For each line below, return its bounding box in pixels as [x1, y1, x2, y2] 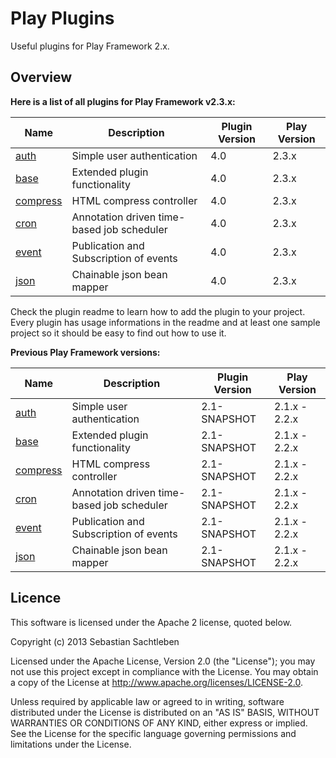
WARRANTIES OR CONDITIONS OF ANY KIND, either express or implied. [10, 717, 308, 729]
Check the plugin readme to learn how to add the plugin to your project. [10, 305, 306, 317]
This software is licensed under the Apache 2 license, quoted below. [10, 616, 293, 628]
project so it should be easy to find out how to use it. [10, 327, 227, 339]
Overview [10, 69, 73, 86]
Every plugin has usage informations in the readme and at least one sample [10, 316, 321, 328]
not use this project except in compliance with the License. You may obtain [10, 665, 319, 677]
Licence [10, 590, 62, 607]
